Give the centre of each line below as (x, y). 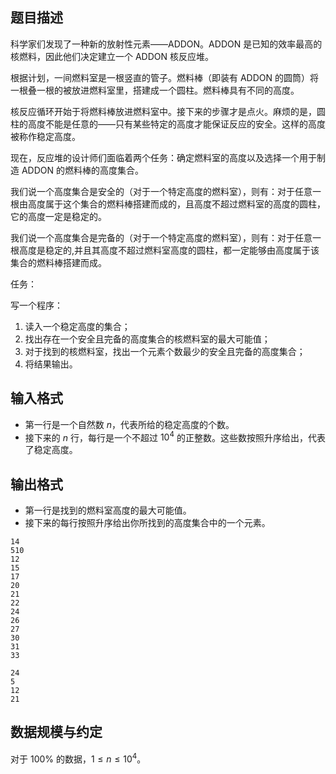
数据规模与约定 (56, 732)
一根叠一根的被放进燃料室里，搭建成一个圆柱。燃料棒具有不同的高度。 (155, 90)
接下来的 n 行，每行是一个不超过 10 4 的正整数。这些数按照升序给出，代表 (175, 436)
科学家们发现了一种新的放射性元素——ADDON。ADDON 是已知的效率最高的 (166, 44)
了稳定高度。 (51, 450)
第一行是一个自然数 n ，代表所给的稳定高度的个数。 (129, 424)
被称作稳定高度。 (45, 136)
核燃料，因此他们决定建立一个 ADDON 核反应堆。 (112, 56)
